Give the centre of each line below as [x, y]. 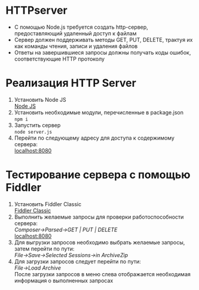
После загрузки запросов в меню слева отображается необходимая [102, 274]
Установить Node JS [40, 99]
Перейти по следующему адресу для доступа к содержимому [94, 138]
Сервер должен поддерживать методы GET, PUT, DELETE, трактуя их [103, 40]
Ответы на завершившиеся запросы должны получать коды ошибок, [102, 52]
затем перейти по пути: [44, 249]
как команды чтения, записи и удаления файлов [76, 46]
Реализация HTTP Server [71, 83]
